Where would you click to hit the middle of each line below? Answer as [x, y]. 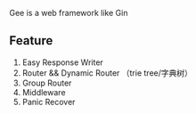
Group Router [47, 83]
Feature [31, 41]
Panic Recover [49, 102]
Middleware [44, 92]
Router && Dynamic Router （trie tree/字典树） [107, 73]
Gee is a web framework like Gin [69, 13]
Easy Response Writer [63, 62]
